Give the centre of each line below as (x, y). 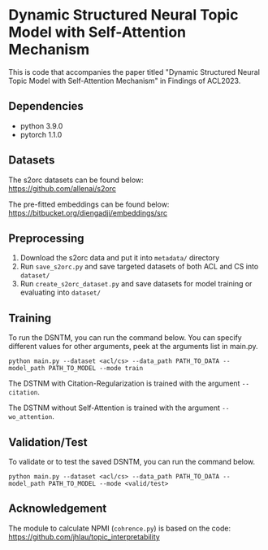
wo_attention (30, 417)
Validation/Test (48, 442)
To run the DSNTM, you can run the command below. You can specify (125, 338)
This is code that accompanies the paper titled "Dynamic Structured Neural (134, 72)
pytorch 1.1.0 (41, 134)
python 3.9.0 (41, 126)
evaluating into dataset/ (61, 292)
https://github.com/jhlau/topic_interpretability (84, 537)
